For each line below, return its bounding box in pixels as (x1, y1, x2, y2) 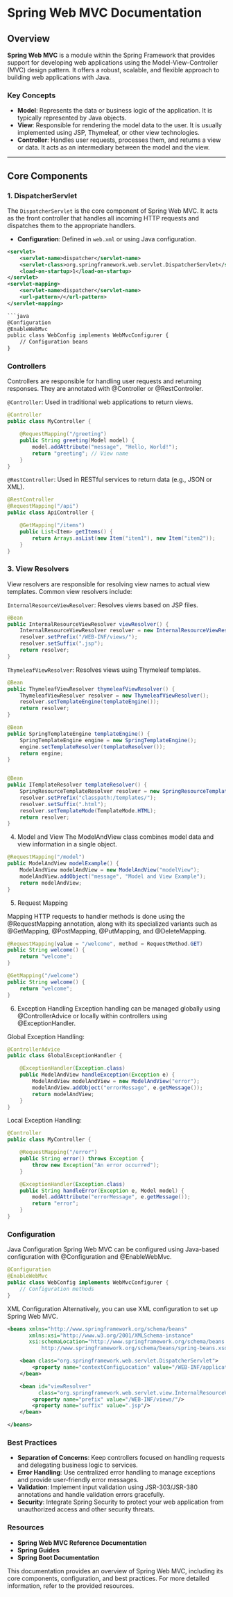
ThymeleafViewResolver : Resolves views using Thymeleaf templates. (7, 666, 201, 674)
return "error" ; (32, 1200, 79, 1207)
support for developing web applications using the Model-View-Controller (7, 58, 218, 67)
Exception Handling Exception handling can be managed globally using (17, 1004, 221, 1013)
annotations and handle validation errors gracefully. (17, 1491, 165, 1499)
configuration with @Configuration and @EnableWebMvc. (7, 1253, 172, 1261)
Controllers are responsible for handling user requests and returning (7, 377, 202, 385)
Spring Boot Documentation (17, 1553, 100, 1562)
